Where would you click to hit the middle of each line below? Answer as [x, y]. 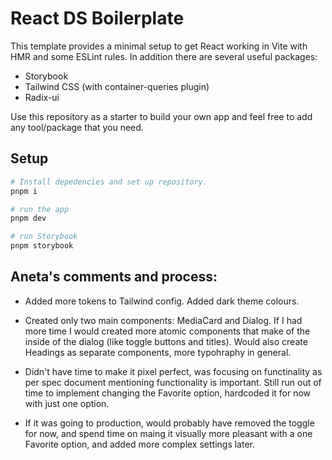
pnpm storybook [42, 246]
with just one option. [67, 403]
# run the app [40, 209]
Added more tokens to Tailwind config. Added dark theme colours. [162, 301]
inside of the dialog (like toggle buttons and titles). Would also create [166, 341]
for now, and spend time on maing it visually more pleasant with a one [168, 433]
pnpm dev [28, 218]
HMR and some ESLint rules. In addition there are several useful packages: [164, 56]
